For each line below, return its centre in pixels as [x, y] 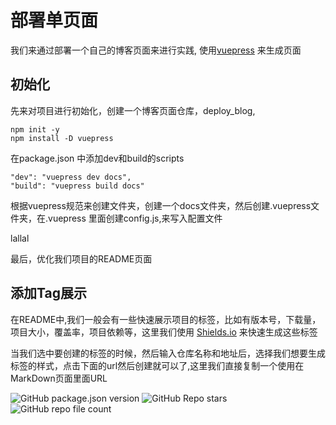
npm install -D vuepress [62, 138]
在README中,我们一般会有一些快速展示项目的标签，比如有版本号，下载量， [166, 319]
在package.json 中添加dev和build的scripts [97, 158]
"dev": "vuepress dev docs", [71, 177]
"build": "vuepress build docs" [77, 186]
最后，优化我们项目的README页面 [81, 258]
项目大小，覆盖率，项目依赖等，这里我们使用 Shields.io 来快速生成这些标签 [164, 332]
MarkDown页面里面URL [59, 378]
